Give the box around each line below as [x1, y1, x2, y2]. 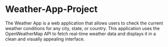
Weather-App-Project [5, 3, 98, 15]
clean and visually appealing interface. [5, 36, 85, 42]
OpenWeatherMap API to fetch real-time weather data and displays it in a [5, 30, 156, 36]
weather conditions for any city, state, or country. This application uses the [5, 25, 160, 31]
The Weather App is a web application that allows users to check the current [5, 20, 163, 26]
